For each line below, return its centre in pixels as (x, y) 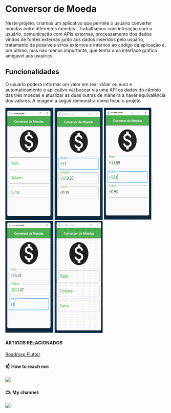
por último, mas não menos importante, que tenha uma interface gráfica (81, 50)
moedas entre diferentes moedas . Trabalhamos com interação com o (79, 28)
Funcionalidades (33, 72)
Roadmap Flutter (23, 354)
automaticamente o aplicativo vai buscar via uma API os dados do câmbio (83, 90)
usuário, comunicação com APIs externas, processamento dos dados (79, 34)
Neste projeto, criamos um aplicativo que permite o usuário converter (79, 23)
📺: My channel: (23, 392)
